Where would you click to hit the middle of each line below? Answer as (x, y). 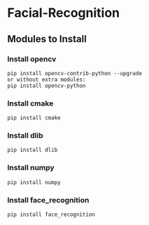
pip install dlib (33, 150)
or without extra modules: (47, 79)
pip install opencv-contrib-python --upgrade (74, 73)
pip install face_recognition (51, 215)
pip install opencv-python (47, 86)
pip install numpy (34, 182)
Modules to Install (47, 39)
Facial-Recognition (64, 13)
